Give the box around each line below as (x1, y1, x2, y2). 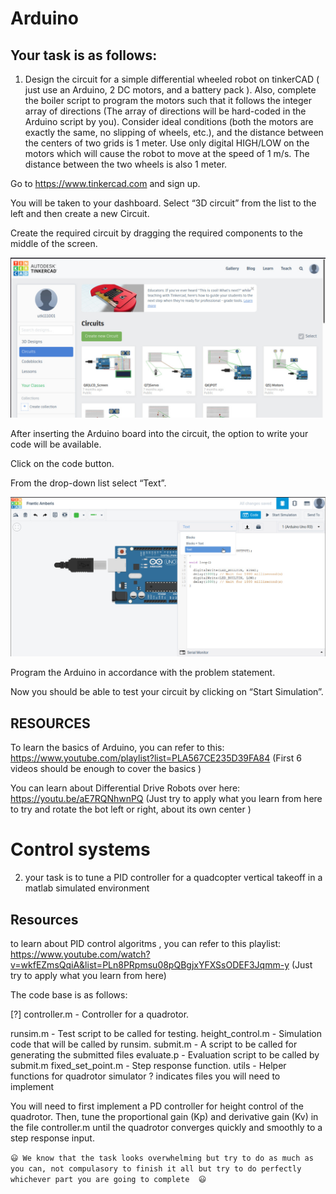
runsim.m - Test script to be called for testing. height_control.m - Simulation (10, 1027, 322, 1039)
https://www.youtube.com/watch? (10, 948, 151, 960)
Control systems (10, 838, 151, 861)
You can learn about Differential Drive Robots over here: (10, 782, 241, 794)
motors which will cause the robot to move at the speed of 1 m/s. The (24, 148, 310, 159)
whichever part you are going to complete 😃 (10, 1174, 207, 1184)
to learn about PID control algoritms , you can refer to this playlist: (10, 937, 282, 949)
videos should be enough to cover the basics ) (10, 763, 202, 775)
